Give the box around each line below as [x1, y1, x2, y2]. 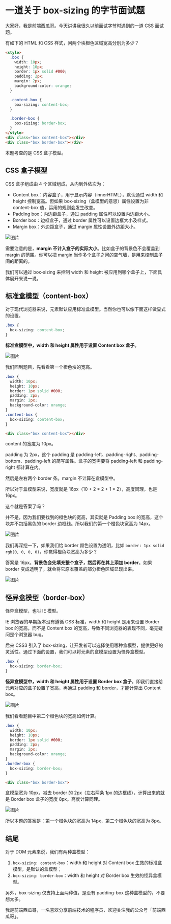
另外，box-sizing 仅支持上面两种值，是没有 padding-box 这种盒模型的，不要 [5, 890, 165, 896]
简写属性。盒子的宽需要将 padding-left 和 [55, 458, 142, 464]
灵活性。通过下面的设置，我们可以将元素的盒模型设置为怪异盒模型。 [5, 649, 148, 655]
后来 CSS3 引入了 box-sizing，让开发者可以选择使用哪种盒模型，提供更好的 [5, 642, 163, 648]
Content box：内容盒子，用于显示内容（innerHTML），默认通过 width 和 [12, 191, 163, 197]
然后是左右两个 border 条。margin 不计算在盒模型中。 [5, 475, 118, 481]
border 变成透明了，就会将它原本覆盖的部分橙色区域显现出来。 [5, 566, 136, 572]
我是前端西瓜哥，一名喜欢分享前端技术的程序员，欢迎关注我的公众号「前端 [5, 907, 161, 913]
